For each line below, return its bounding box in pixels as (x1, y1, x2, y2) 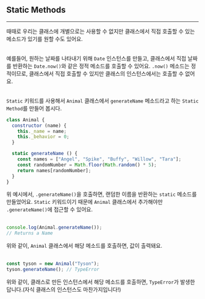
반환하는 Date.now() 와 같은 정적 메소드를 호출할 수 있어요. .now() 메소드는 (12, 62, 190, 70)
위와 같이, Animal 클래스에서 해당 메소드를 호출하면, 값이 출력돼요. (6, 242, 163, 250)
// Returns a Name (6, 230, 53, 237)
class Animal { (6, 117, 45, 123)
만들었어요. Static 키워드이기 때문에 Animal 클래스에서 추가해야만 (6, 198, 163, 206)
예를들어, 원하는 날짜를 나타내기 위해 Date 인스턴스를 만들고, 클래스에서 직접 (6, 54, 187, 62)
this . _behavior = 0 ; (17, 134, 70, 140)
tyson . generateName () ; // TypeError (6, 267, 99, 273)
